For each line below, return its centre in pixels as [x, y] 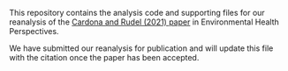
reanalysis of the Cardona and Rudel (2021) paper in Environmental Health [144, 22]
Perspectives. [34, 31]
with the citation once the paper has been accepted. [104, 57]
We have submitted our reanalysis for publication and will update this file [141, 48]
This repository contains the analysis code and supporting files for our [137, 13]
